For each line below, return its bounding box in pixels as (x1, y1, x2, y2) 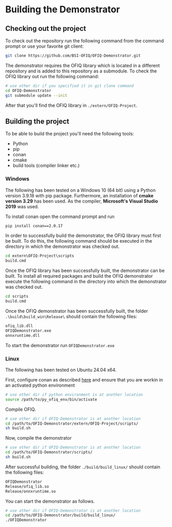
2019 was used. (5, 203, 39, 209)
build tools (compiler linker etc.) (12, 162, 80, 169)
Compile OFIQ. (5, 406, 36, 412)
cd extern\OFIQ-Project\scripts (5, 253, 74, 259)
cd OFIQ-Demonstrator (5, 88, 52, 93)
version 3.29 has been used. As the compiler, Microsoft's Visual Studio (5, 198, 158, 204)
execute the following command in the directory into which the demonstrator (5, 279, 167, 285)
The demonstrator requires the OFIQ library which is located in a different (5, 62, 160, 68)
